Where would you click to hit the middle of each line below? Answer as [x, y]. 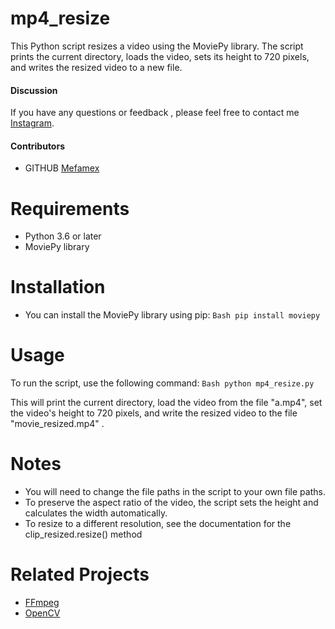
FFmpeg [42, 603]
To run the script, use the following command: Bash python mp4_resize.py [162, 383]
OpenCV [42, 613]
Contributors [38, 146]
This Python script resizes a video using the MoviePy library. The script [157, 46]
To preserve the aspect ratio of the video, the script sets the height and [171, 503]
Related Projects [80, 574]
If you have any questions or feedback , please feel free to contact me [155, 113]
